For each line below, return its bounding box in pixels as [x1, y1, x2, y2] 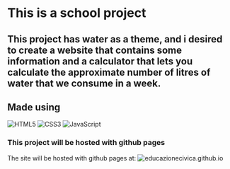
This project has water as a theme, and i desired [7, 33, 223, 45]
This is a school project [7, 5, 146, 21]
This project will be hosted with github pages [7, 138, 166, 148]
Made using [7, 101, 61, 113]
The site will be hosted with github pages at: [7, 153, 137, 162]
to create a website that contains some [7, 44, 183, 56]
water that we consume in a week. [7, 77, 161, 89]
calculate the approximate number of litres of [7, 66, 211, 78]
